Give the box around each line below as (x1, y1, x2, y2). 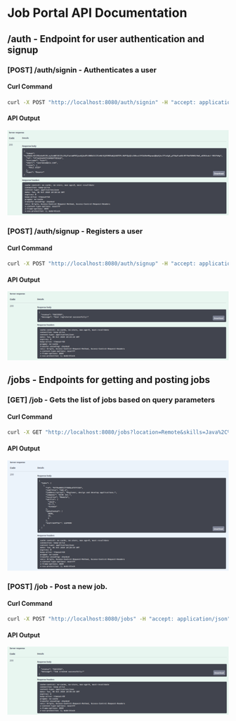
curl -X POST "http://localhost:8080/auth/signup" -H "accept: (7, 260, 197, 268)
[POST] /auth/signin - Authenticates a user (7, 65, 157, 74)
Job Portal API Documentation (7, 5, 188, 21)
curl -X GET (7, 429, 42, 436)
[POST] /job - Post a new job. (7, 581, 108, 591)
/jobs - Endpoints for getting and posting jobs (7, 374, 211, 386)
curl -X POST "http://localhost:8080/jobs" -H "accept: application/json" (7, 616, 231, 623)
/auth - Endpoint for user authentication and (7, 33, 205, 45)
